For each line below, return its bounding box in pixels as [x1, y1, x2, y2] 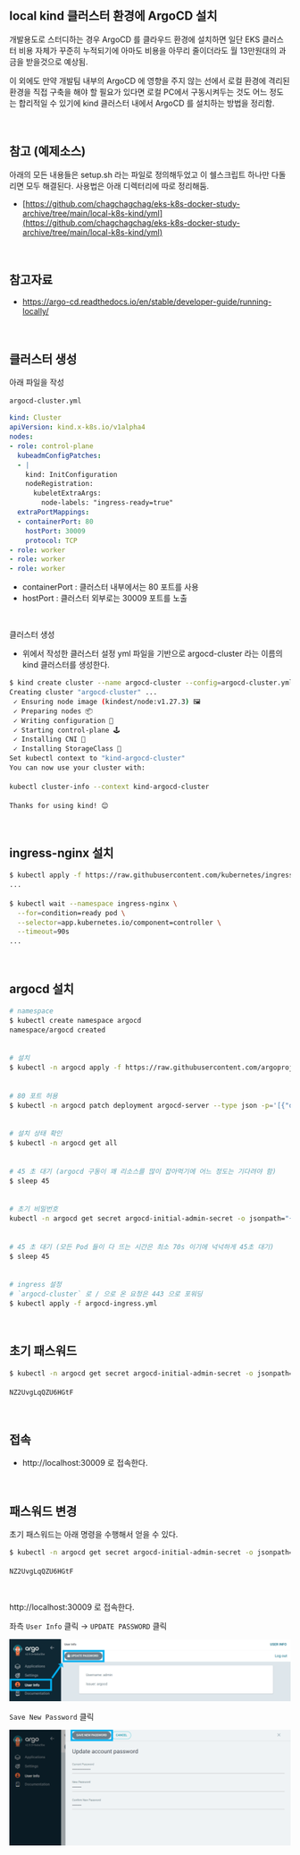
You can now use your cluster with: [9, 763, 146, 772]
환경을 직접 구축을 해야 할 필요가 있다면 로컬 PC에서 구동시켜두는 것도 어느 [9, 86, 268, 97]
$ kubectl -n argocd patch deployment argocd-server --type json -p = [9, 1101, 274, 1110]
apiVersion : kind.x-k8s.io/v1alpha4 [9, 423, 146, 432]
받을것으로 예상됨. [25, 56, 88, 67]
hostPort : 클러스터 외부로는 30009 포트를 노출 [21, 593, 187, 604]
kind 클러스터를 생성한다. [21, 659, 110, 670]
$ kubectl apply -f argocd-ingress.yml [9, 1299, 158, 1308]
